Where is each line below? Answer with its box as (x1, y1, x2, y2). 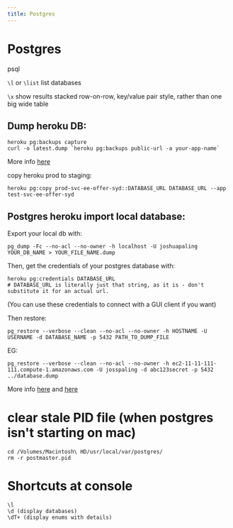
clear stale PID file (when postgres (7, 409, 214, 426)
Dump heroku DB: (7, 120, 87, 132)
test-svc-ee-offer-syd (7, 191, 74, 199)
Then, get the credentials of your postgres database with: (7, 262, 176, 270)
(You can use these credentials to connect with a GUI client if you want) (7, 300, 217, 309)
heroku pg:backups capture (7, 139, 87, 146)
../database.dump (7, 373, 59, 380)
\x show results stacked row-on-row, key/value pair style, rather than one (7, 92, 222, 100)
